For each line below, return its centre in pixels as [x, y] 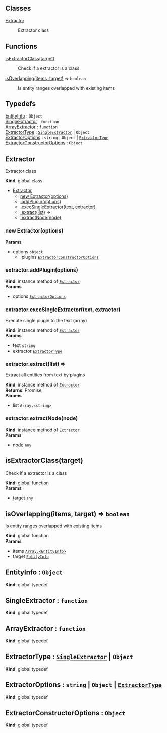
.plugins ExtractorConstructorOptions [60, 257]
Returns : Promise [23, 390]
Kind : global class [24, 181]
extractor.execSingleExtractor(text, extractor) [63, 310]
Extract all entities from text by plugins [45, 375]
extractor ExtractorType [37, 351]
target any [23, 498]
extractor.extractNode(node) [42, 418]
